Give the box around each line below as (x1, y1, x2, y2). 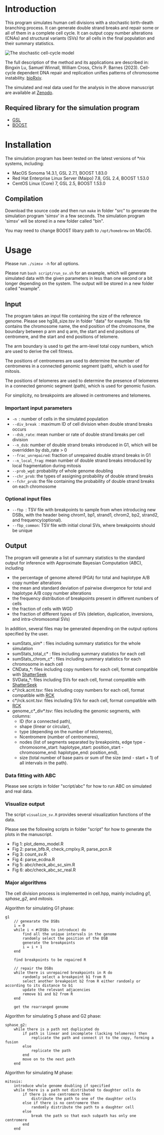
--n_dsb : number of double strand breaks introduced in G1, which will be (12, 442, 158, 448)
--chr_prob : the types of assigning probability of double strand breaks (12, 473, 154, 479)
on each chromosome (12, 483, 57, 489)
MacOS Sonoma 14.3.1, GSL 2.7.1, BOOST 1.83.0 (12, 170, 107, 176)
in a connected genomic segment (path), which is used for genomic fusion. (5, 383, 156, 389)
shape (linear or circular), (19, 723, 71, 729)
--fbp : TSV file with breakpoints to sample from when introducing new (12, 506, 156, 512)
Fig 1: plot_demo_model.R (12, 841, 64, 847)
